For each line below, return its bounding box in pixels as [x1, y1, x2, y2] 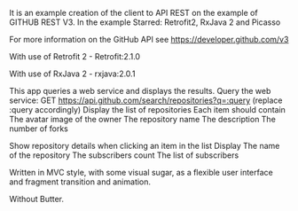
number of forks [9, 123, 68, 134]
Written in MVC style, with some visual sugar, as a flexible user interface [9, 168, 273, 177]
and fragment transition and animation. [9, 176, 152, 187]
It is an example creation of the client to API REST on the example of [9, 8, 259, 18]
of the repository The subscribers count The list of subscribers [9, 150, 239, 160]
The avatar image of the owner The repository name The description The [9, 114, 277, 124]
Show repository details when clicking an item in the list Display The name [9, 141, 280, 151]
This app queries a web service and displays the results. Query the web [9, 86, 271, 96]
